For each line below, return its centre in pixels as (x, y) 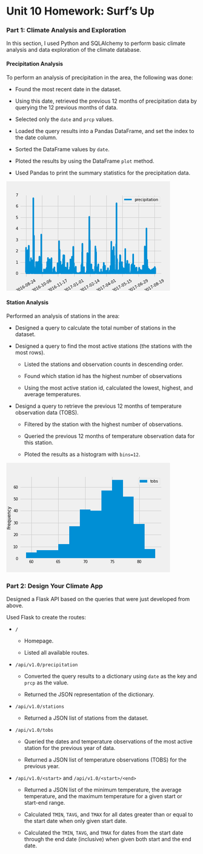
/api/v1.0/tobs (34, 731)
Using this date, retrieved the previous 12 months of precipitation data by (106, 101)
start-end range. (45, 803)
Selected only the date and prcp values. (64, 119)
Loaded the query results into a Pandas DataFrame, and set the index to (105, 131)
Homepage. (39, 641)
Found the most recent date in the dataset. (68, 89)
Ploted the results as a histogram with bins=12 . (82, 454)
